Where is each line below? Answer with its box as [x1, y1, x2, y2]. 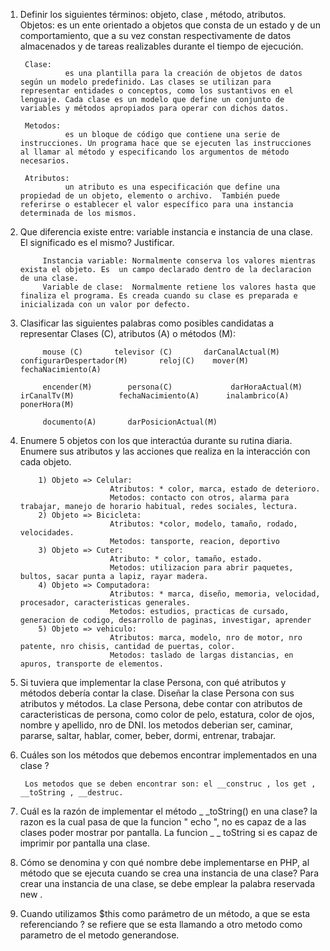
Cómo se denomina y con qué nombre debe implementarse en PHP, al [19, 857, 310, 868]
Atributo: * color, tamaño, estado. [109, 554, 263, 564]
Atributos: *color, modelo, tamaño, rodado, [109, 519, 298, 529]
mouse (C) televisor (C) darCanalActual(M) [42, 347, 281, 357]
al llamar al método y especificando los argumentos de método [19, 147, 290, 157]
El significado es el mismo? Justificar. [19, 237, 175, 248]
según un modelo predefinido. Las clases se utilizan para [19, 77, 272, 87]
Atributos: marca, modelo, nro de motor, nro [109, 633, 303, 643]
